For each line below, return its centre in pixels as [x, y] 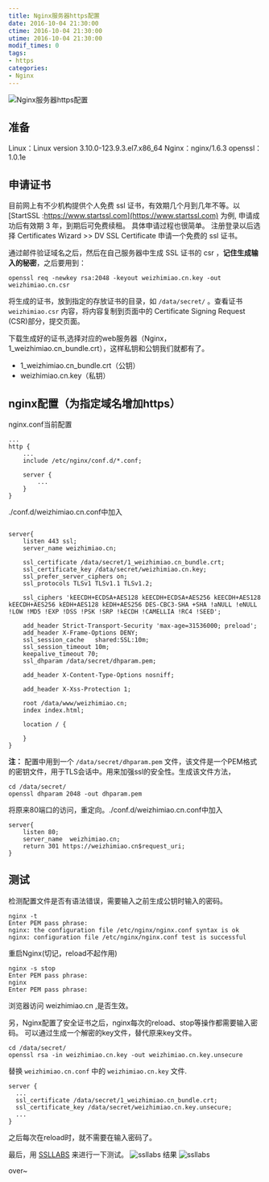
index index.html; [54, 711]
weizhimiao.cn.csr [39, 285]
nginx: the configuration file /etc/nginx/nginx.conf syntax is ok [124, 930]
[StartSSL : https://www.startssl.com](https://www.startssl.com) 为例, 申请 [130, 216]
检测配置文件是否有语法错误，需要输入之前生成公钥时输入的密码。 [118, 901]
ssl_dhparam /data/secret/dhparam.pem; [90, 661]
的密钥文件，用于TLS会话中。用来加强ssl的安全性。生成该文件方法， [122, 772]
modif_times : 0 [34, 46]
